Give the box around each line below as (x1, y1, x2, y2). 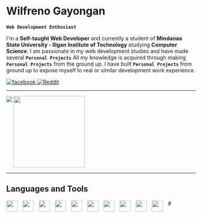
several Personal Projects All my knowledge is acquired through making (6, 54, 186, 61)
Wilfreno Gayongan (6, 4, 106, 18)
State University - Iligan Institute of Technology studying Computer (6, 41, 177, 48)
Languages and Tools (6, 184, 88, 194)
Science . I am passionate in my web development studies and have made (6, 47, 189, 55)
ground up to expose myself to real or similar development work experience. (6, 66, 195, 73)
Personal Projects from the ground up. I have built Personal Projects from (6, 60, 192, 67)
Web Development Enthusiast (6, 24, 77, 30)
